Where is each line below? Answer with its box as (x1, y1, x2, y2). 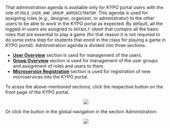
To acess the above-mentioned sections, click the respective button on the (5, 84, 163, 90)
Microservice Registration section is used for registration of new (12, 68, 151, 74)
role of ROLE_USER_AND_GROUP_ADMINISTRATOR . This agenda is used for (5, 10, 148, 16)
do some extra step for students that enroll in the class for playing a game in (5, 37, 166, 43)
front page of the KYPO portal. (5, 89, 70, 95)
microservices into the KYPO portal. (12, 74, 89, 80)
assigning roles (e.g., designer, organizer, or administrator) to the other (5, 15, 155, 21)
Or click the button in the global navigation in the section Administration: (5, 109, 158, 114)
